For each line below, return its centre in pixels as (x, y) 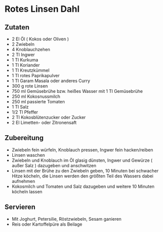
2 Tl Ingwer (23, 55)
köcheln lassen (27, 191)
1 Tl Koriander (26, 65)
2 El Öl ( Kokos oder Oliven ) (40, 39)
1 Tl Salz (20, 107)
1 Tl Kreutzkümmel (31, 70)
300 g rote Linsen (30, 86)
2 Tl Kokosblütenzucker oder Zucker (49, 117)
